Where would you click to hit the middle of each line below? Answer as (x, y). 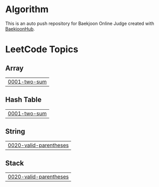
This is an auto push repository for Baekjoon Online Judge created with (80, 23)
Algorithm (27, 9)
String (15, 131)
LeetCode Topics (42, 50)
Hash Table (23, 100)
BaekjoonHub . (20, 28)
